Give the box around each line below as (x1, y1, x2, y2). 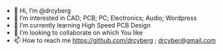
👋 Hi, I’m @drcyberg (13, 7, 71, 14)
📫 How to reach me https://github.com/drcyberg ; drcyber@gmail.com (13, 37, 216, 44)
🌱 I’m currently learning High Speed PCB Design (13, 21, 151, 29)
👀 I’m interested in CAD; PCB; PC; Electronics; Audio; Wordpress (13, 14, 197, 22)
